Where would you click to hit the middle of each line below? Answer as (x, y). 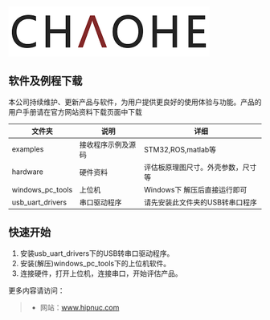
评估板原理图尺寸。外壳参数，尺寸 (200, 167)
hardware (28, 172)
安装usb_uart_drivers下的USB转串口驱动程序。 (97, 253)
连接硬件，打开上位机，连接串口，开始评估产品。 (101, 273)
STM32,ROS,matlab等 (180, 149)
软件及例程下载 (45, 81)
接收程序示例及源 (108, 144)
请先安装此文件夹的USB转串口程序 (200, 202)
